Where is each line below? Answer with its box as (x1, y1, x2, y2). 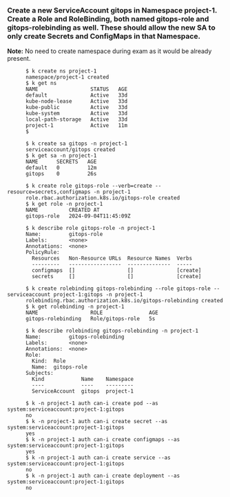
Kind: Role (32, 358, 67, 364)
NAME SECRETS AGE (25, 158, 97, 166)
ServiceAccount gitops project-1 (32, 388, 134, 395)
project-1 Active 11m (25, 122, 128, 129)
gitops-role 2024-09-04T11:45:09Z (25, 213, 131, 220)
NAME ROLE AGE (25, 309, 158, 316)
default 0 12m (25, 164, 97, 171)
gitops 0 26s (25, 170, 97, 177)
